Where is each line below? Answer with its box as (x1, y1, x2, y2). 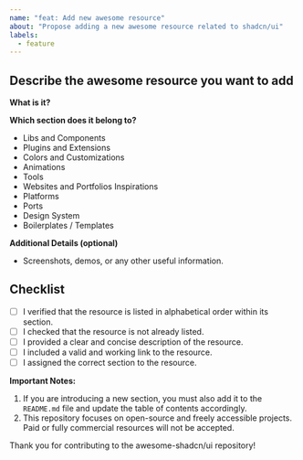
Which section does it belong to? (9, 115, 137, 126)
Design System (22, 210, 80, 221)
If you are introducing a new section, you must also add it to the (22, 393, 263, 404)
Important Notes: (9, 376, 76, 387)
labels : (9, 30, 39, 39)
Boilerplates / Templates (22, 220, 114, 231)
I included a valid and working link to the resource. (22, 347, 213, 358)
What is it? (9, 97, 51, 108)
